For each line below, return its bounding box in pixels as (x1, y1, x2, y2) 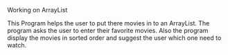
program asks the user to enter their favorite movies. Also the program (7, 27, 209, 34)
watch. (7, 41, 27, 49)
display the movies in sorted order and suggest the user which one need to (7, 34, 222, 42)
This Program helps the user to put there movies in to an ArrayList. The (7, 19, 210, 27)
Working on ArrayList (7, 6, 68, 14)
